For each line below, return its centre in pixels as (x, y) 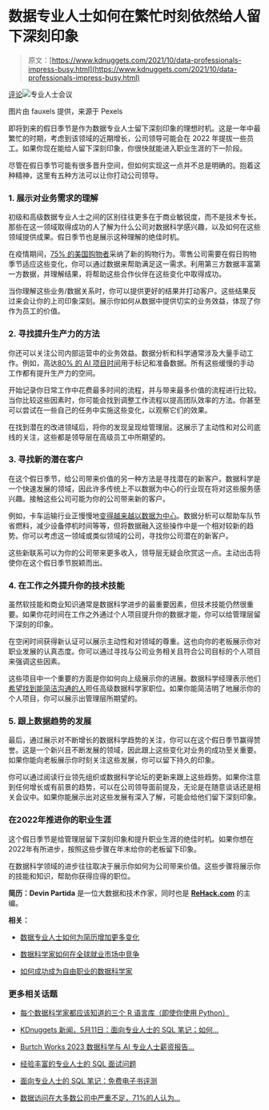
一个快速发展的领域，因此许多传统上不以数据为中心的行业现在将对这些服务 (131, 489)
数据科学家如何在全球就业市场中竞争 (80, 954)
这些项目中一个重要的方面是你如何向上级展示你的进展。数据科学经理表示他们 (134, 678)
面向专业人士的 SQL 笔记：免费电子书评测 (88, 1081)
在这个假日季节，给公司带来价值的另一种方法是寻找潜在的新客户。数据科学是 (134, 478)
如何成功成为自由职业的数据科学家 (76, 971)
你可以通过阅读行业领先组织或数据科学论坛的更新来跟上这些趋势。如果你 (127, 777)
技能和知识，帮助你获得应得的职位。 (74, 876)
